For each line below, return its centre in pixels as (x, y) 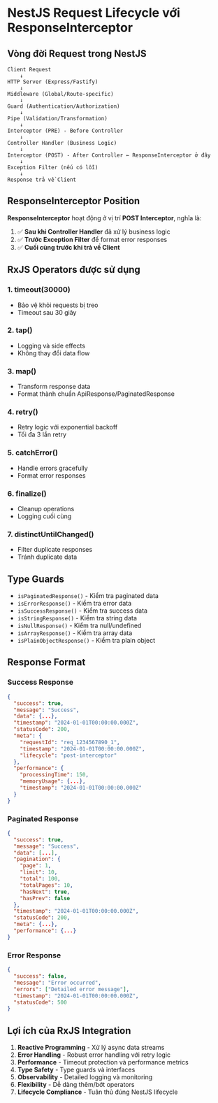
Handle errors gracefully (53, 468)
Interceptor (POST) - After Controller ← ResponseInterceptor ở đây (109, 155)
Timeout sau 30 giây (47, 312)
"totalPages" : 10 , (46, 885)
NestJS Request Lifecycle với (94, 13)
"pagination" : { (37, 859)
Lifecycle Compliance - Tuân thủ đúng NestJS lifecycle (97, 1092)
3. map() (22, 371)
